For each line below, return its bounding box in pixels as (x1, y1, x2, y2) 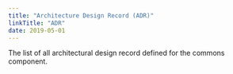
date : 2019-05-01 (8, 26, 66, 34)
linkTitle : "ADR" (8, 19, 66, 27)
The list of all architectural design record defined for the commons (8, 49, 225, 58)
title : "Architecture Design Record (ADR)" (8, 11, 155, 20)
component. (8, 56, 48, 66)
